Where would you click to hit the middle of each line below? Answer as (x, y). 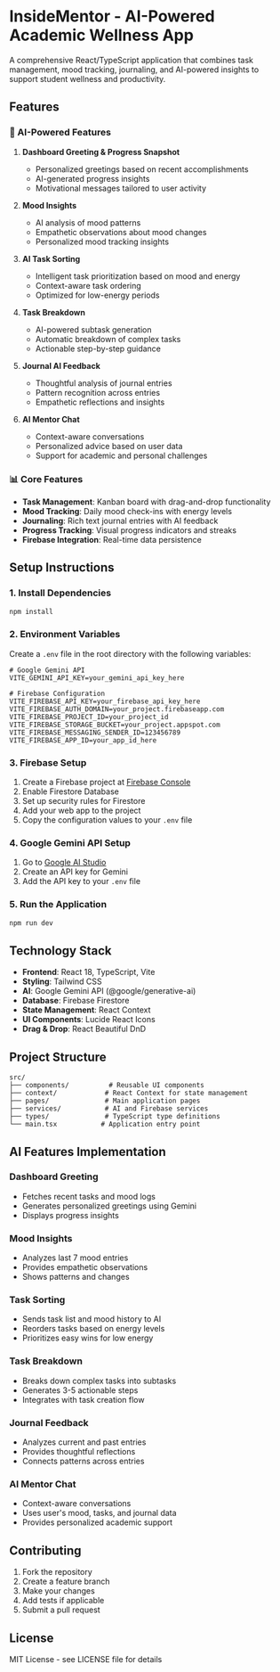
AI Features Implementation (88, 1152)
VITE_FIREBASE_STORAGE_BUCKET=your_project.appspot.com (115, 725)
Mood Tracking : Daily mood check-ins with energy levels (127, 511)
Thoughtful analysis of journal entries (104, 383)
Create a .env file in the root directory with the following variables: (130, 653)
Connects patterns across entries (83, 1461)
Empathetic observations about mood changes (121, 232)
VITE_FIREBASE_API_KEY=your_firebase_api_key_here (105, 701)
